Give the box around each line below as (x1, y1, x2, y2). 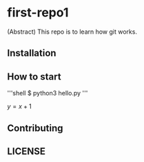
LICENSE (7, 146, 46, 157)
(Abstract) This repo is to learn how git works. (7, 27, 138, 36)
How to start (7, 71, 61, 82)
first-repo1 (7, 5, 69, 21)
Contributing (7, 122, 63, 134)
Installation (7, 47, 56, 59)
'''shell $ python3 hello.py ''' (7, 89, 88, 97)
